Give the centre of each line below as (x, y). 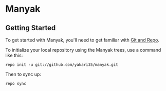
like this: (14, 55)
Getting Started (31, 28)
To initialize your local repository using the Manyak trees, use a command (83, 50)
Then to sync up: (23, 74)
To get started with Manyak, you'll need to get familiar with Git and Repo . (82, 40)
